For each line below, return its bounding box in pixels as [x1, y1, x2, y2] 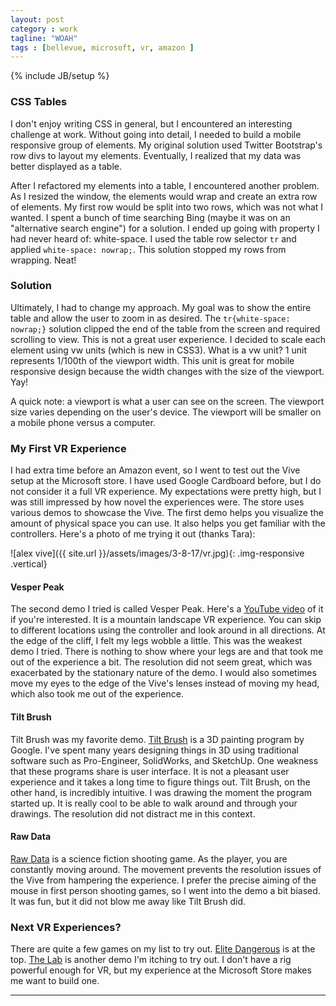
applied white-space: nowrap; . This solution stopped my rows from [10, 243, 287, 255]
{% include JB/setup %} [10, 70, 110, 82]
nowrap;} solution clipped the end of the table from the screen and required [10, 322, 321, 335]
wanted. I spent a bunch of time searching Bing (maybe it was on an [10, 211, 291, 223]
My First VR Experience [10, 441, 127, 455]
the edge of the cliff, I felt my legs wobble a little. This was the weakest [10, 635, 303, 647]
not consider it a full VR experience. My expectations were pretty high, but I [10, 486, 322, 498]
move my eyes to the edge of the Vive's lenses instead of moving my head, [10, 677, 320, 690]
